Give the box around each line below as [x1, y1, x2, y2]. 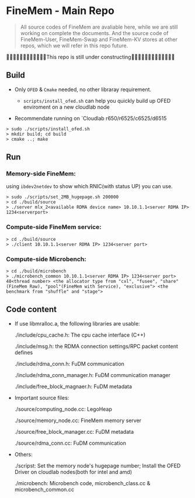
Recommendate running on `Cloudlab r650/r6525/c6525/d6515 [14, 115, 167, 122]
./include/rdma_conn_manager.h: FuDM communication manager [14, 371, 171, 378]
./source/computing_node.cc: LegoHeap [14, 405, 112, 413]
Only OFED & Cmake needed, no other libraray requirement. [14, 86, 152, 93]
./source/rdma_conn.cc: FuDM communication [14, 440, 127, 447]
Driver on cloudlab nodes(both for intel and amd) [14, 468, 133, 475]
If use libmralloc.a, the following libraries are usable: [14, 320, 140, 327]
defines [14, 349, 33, 356]
